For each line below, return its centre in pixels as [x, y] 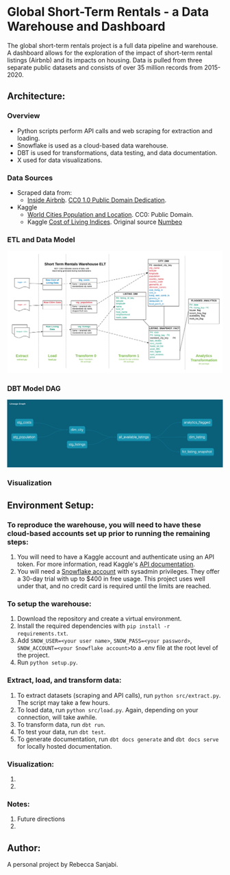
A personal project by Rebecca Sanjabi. [63, 865]
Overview [24, 116]
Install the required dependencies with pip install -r [93, 626]
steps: [18, 541]
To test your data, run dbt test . [61, 732]
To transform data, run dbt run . [61, 724]
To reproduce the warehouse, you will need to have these [104, 524]
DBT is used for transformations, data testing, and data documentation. [117, 152]
